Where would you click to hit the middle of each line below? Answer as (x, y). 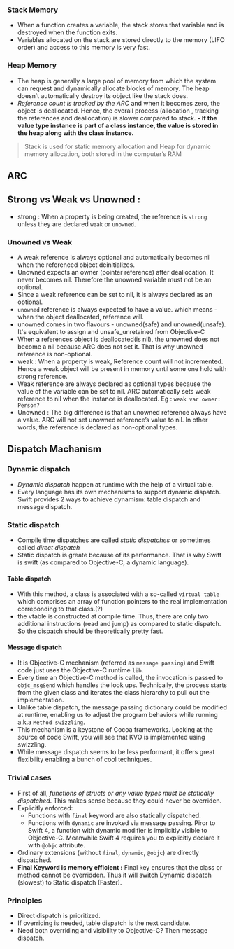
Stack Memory (32, 10)
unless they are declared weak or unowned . (76, 224)
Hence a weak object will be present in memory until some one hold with (122, 369)
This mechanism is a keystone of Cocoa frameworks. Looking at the (115, 730)
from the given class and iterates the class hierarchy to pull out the (113, 693)
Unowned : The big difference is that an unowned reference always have (122, 413)
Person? (28, 406)
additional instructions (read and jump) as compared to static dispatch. (119, 624)
